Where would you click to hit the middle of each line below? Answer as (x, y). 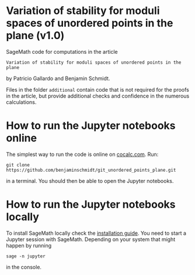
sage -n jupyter (26, 256)
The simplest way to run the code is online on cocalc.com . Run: (82, 154)
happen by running (29, 245)
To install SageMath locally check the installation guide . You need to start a (96, 233)
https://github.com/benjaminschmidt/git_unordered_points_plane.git (91, 170)
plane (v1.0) (35, 36)
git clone (18, 165)
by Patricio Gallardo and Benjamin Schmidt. (58, 78)
